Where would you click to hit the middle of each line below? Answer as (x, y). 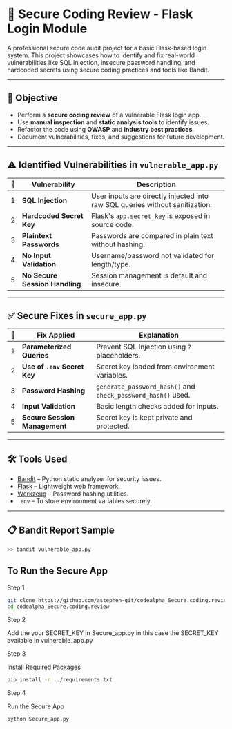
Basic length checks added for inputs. (157, 407)
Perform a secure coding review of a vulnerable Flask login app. (109, 115)
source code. (112, 224)
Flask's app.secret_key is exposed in (151, 215)
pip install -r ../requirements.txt (60, 680)
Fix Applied (56, 336)
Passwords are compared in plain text (152, 235)
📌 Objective (32, 98)
